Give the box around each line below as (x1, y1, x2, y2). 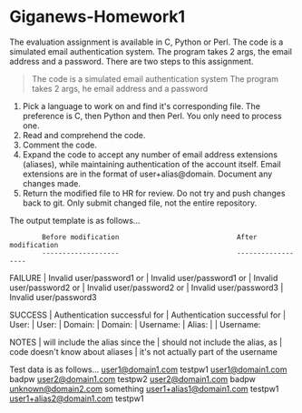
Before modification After (42, 232, 258, 242)
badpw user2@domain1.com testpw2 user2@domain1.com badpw (9, 373, 256, 384)
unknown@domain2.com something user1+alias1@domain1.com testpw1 (9, 383, 279, 394)
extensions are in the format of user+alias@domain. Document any (22, 168, 273, 179)
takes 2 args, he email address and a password (31, 83, 209, 94)
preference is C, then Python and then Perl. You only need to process (22, 110, 283, 121)
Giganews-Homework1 (9, 6, 186, 27)
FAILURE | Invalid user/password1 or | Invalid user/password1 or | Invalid (9, 272, 278, 283)
